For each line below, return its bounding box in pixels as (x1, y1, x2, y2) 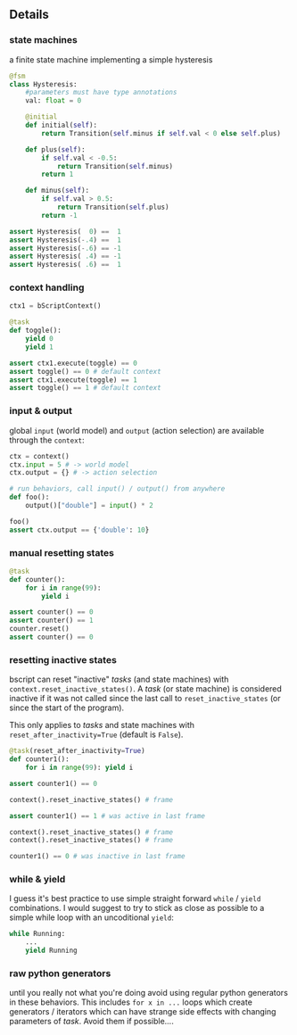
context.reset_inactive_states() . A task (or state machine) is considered (9, 683, 283, 694)
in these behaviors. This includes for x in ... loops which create (9, 997, 252, 1007)
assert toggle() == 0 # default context (9, 367, 162, 376)
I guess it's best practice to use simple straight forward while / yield (9, 893, 261, 904)
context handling (9, 281, 85, 294)
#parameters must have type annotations (25, 88, 177, 97)
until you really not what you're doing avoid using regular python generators (9, 988, 288, 998)
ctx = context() (9, 451, 70, 460)
